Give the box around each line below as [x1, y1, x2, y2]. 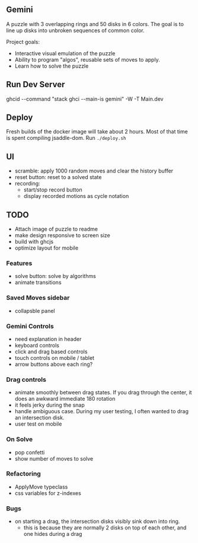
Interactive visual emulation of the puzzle [14, 50, 116, 57]
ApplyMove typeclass [14, 483, 68, 490]
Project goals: [6, 38, 40, 45]
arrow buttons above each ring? [14, 360, 93, 368]
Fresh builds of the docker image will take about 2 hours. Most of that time [6, 128, 188, 135]
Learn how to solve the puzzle [14, 62, 89, 69]
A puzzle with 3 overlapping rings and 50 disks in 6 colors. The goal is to [6, 20, 184, 27]
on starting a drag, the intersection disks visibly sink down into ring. [14, 518, 180, 525]
